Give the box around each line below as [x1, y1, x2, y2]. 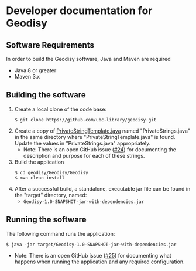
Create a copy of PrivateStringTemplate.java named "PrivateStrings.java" [14, 127, 191, 134]
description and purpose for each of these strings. [23, 152, 145, 159]
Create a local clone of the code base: [14, 106, 107, 113]
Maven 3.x [14, 73, 40, 80]
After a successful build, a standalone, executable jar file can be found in [14, 185, 191, 192]
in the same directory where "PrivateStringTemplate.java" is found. [14, 133, 176, 140]
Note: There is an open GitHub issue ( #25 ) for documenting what [14, 252, 171, 259]
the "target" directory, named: [14, 191, 87, 198]
